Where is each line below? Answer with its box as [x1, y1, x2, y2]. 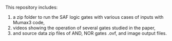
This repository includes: [5, 5, 58, 10]
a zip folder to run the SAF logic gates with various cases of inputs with [12, 14, 164, 20]
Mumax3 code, [12, 20, 45, 25]
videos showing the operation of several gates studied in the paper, [12, 25, 156, 31]
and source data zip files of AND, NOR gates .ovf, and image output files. [12, 30, 167, 36]
